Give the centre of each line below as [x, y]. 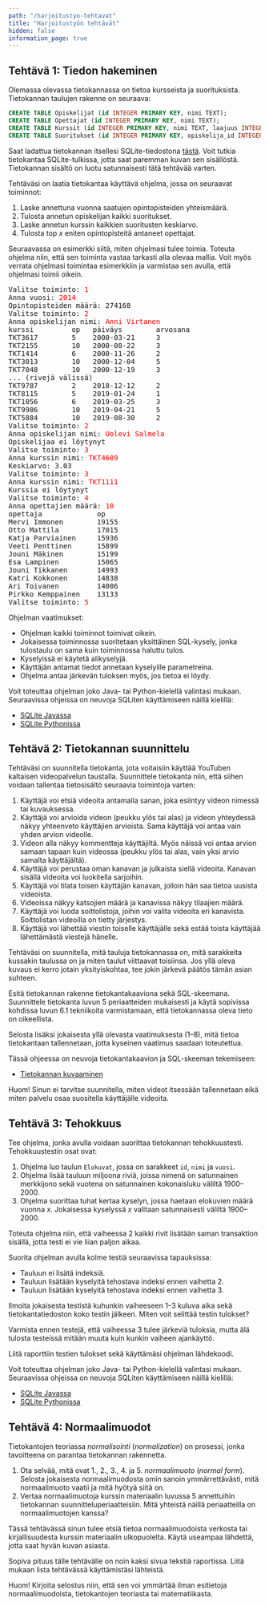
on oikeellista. [31, 1019]
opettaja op [57, 514]
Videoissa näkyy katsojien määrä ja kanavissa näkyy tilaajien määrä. [132, 903]
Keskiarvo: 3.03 [40, 465]
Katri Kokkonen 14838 [63, 578]
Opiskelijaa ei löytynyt [57, 441]
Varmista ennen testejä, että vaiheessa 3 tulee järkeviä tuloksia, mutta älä [129, 1330]
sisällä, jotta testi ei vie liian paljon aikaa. [75, 1242]
